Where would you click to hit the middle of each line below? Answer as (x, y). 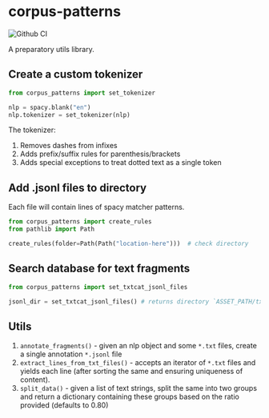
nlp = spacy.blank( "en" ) (50, 107)
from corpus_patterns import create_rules (80, 222)
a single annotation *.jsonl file (71, 354)
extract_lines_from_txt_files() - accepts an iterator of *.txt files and (138, 363)
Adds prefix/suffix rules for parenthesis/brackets (100, 154)
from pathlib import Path (51, 229)
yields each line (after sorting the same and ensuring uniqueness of (131, 372)
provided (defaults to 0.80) (64, 405)
